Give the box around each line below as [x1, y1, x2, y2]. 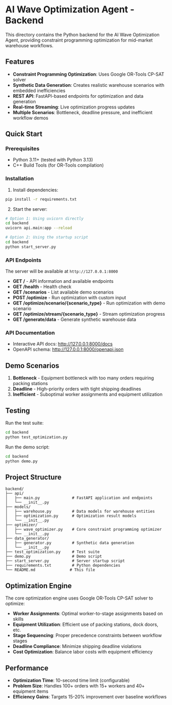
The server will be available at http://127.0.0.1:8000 [5, 268, 118, 275]
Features [5, 58, 34, 66]
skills [12, 616, 24, 622]
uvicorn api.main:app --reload [5, 225, 72, 231]
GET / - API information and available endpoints [12, 278, 114, 284]
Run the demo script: [5, 444, 50, 450]
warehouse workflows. [5, 42, 54, 48]
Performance [5, 663, 49, 672]
